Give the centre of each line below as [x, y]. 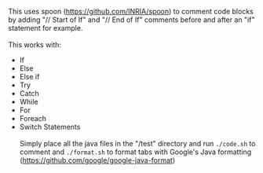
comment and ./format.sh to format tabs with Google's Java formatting [135, 152]
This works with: [35, 45]
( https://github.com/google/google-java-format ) [97, 160]
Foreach [33, 118]
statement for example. [46, 28]
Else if [29, 77]
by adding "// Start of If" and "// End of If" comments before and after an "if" [131, 20]
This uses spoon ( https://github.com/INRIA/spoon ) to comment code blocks [131, 11]
